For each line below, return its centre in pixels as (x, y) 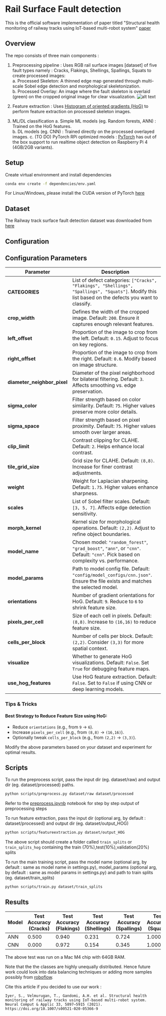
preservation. (88, 391)
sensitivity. (85, 514)
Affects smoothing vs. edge (104, 385)
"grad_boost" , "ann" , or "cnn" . (106, 549)
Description (115, 272)
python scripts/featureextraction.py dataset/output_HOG (65, 833)
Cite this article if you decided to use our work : (53, 986)
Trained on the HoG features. (42, 126)
